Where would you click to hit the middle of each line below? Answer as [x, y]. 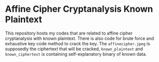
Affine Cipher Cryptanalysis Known [79, 9]
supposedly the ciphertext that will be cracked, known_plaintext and [74, 49]
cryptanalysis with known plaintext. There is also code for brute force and [80, 38]
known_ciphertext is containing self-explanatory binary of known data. [76, 54]
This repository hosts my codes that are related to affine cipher [69, 33]
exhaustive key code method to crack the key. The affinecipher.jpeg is [78, 43]
